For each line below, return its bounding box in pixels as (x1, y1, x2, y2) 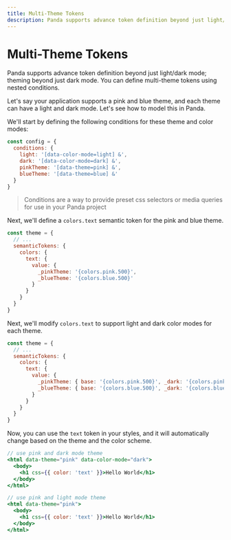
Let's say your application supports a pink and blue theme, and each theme (7, 97, 221, 106)
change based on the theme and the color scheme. (7, 437, 152, 445)
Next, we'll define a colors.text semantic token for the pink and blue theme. (7, 217, 224, 225)
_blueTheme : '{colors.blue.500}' (37, 274, 134, 281)
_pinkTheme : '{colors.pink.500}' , (37, 268, 137, 275)
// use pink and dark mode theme (7, 450, 103, 457)
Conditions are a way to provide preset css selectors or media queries (23, 196, 223, 204)
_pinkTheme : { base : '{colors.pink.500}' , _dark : (37, 379, 184, 386)
